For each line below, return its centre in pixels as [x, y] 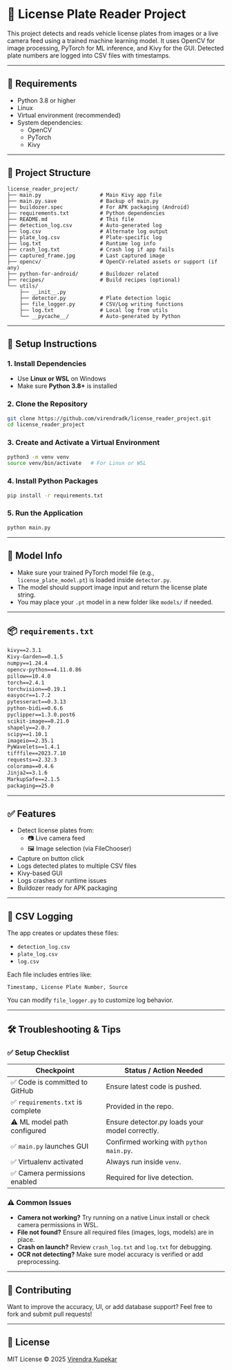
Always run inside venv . [144, 1161]
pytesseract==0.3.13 [37, 702]
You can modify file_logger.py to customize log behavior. [90, 1000]
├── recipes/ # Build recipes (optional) [94, 280]
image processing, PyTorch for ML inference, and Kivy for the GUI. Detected [116, 48]
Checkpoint [55, 1070]
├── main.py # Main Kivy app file [85, 195]
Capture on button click [50, 859]
